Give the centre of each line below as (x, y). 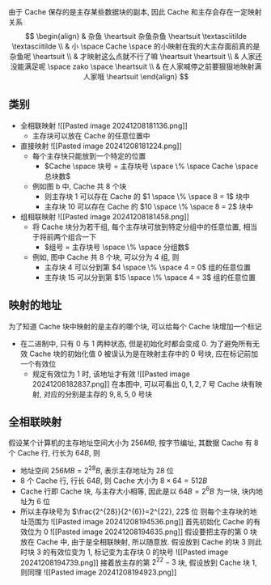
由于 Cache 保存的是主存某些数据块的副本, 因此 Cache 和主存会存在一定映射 (135, 12)
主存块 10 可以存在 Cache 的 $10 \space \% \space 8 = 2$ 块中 (148, 206)
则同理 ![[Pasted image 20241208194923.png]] (98, 572)
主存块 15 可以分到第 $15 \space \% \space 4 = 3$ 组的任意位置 (150, 277)
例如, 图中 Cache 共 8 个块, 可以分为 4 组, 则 (106, 256)
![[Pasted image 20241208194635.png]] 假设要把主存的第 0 (149, 532)
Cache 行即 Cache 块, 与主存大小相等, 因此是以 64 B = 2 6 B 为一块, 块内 (138, 490)
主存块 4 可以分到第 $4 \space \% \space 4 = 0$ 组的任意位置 (148, 267)
